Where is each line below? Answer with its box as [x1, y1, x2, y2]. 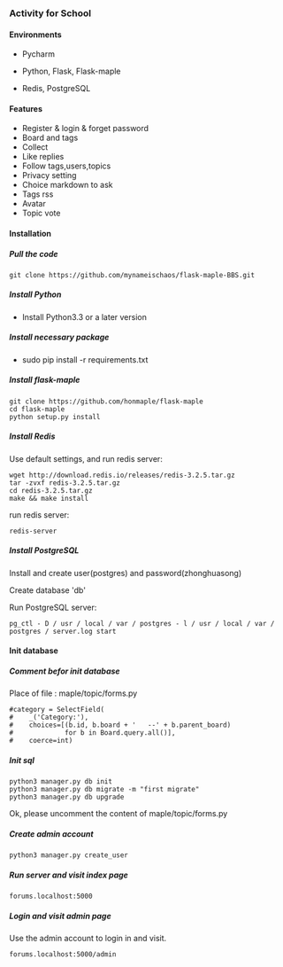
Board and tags [21, 132, 79, 144]
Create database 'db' [9, 584, 87, 596]
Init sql [9, 754, 35, 765]
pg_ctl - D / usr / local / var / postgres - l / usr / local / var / [9, 619, 275, 628]
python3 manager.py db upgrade [9, 792, 125, 802]
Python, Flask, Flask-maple [21, 66, 121, 77]
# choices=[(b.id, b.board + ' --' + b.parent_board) [9, 721, 232, 729]
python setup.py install [9, 412, 101, 421]
